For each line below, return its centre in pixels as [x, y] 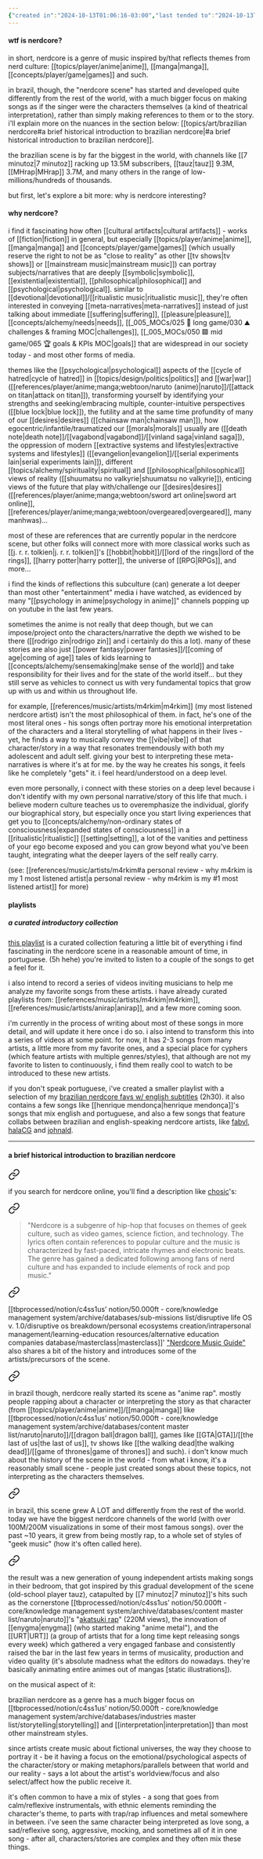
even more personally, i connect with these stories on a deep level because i [131, 788]
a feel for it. [27, 967]
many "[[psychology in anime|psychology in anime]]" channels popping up [129, 601]
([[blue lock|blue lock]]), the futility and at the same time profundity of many [131, 412]
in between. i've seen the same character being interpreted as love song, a [129, 1821]
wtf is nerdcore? [35, 41]
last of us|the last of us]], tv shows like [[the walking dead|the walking [121, 1443]
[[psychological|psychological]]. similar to [76, 289]
